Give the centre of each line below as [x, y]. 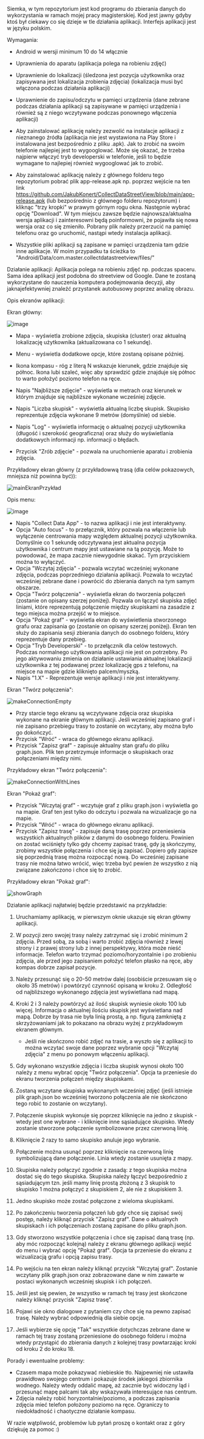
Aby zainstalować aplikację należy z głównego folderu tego [90, 175]
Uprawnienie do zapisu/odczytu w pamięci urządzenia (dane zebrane [103, 100]
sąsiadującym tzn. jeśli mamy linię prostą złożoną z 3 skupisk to [95, 1183]
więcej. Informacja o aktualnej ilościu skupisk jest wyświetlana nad [99, 1010]
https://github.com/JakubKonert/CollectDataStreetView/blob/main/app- [105, 194]
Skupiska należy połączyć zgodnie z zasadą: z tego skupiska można [101, 1170]
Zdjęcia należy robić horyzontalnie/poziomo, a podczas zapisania [97, 1398]
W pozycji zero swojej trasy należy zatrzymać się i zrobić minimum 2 [102, 935]
